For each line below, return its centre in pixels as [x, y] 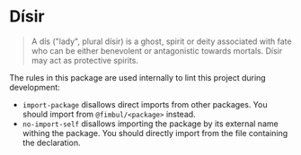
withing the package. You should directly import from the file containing [155, 133]
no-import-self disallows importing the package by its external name [150, 124]
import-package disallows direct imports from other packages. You [145, 104]
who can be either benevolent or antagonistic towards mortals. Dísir [157, 50]
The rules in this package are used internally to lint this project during [138, 77]
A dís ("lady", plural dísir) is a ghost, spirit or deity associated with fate [161, 41]
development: [35, 87]
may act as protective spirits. [85, 60]
